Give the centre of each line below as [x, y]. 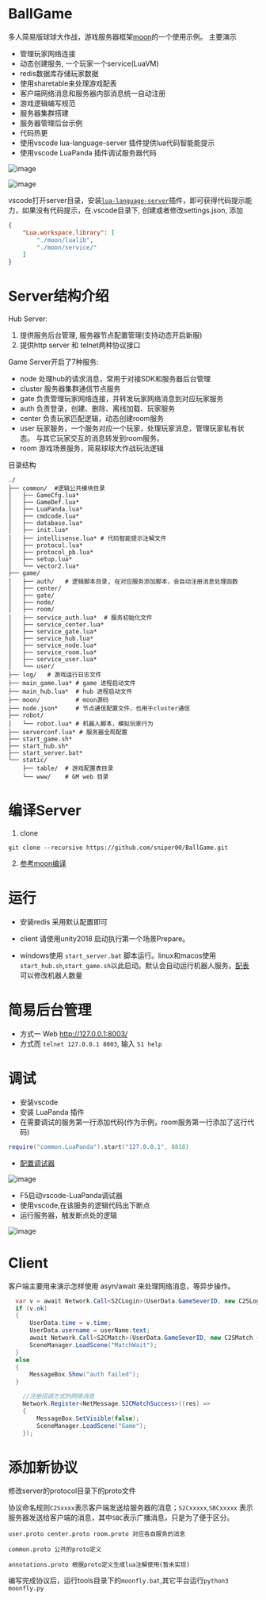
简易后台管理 [50, 1011]
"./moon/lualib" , [65, 240]
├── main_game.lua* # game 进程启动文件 [72, 683]
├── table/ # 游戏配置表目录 [68, 769]
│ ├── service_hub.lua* [51, 639]
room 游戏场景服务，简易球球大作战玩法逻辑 [91, 448]
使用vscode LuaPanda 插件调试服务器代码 [88, 152]
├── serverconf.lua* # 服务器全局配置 [68, 733]
